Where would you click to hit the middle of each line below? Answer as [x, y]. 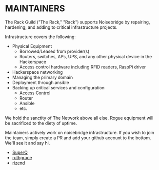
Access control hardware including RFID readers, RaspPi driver [83, 67]
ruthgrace [22, 157]
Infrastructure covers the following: [40, 37]
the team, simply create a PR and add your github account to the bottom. [78, 138]
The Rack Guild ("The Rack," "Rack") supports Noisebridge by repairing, [78, 22]
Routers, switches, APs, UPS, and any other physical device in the [86, 56]
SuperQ [20, 152]
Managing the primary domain [42, 77]
